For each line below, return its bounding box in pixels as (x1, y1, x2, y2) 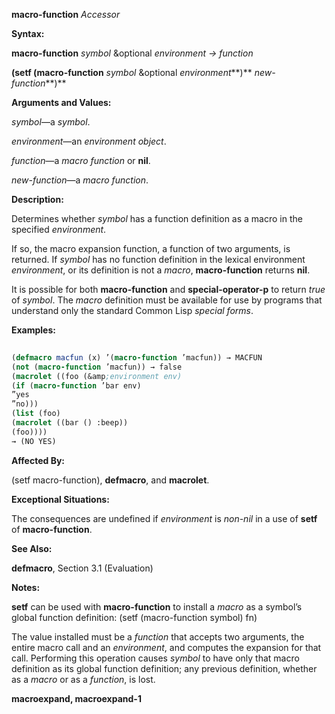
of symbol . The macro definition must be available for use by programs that (11, 294, 323, 306)
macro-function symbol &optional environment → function (11, 47, 254, 59)
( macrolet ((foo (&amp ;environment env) (11, 371, 183, 381)
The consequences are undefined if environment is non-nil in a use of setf (11, 512, 318, 524)
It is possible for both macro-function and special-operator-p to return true (11, 284, 326, 295)
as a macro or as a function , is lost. (11, 673, 156, 685)
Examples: (11, 324, 56, 336)
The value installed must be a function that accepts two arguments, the (11, 630, 305, 643)
